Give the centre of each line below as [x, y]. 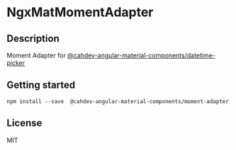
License [24, 123]
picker [16, 63]
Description [33, 39]
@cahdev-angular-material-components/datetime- [141, 55]
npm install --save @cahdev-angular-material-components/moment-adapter [118, 101]
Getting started [41, 85]
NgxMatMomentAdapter [80, 12]
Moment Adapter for [36, 55]
